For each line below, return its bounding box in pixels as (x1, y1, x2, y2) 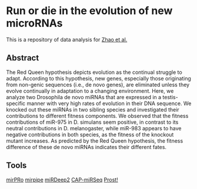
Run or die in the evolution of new (6, 4, 173, 18)
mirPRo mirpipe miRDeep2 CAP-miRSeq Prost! (6, 176, 119, 183)
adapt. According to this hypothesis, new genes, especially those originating (6, 75, 191, 82)
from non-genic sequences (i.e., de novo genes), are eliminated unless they (6, 81, 190, 88)
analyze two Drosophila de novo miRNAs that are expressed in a (6, 93, 162, 100)
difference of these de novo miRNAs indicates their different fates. (6, 143, 166, 150)
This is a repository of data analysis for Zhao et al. (6, 36, 128, 43)
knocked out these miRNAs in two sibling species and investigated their (6, 106, 179, 113)
